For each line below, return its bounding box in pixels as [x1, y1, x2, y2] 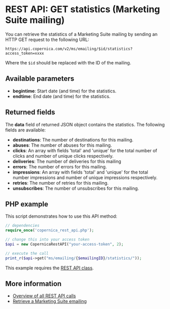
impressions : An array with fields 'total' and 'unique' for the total [12, 169, 148, 175]
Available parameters [5, 75, 75, 83]
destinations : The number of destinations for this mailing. [12, 136, 133, 143]
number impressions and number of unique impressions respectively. [12, 174, 158, 181]
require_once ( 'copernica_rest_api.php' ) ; [5, 228, 94, 233]
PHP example [5, 199, 48, 209]
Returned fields [5, 108, 55, 117]
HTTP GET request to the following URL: [5, 37, 90, 43]
